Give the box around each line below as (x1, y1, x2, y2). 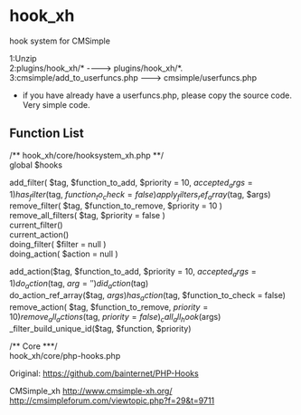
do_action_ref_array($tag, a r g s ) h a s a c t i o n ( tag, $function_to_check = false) (9, 289, 287, 303)
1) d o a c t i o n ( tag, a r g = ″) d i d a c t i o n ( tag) (9, 278, 149, 291)
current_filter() (9, 219, 63, 231)
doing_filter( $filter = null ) (9, 239, 107, 250)
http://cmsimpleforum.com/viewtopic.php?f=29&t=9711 (9, 395, 215, 406)
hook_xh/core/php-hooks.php (9, 350, 121, 361)
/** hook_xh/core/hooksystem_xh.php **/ (9, 150, 165, 160)
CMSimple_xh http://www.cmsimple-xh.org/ (9, 385, 173, 396)
